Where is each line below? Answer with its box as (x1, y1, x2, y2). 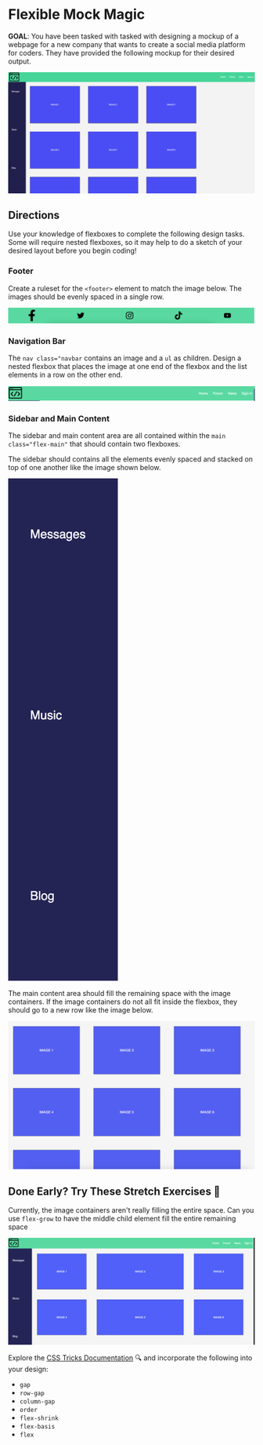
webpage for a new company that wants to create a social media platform (8, 39, 246, 49)
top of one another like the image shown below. (8, 463, 161, 473)
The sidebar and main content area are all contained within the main (8, 431, 226, 440)
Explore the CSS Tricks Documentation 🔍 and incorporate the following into (8, 1353, 253, 1363)
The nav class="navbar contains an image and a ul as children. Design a (8, 353, 242, 363)
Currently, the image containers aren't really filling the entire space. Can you (8, 1206, 254, 1215)
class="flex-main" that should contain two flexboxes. (8, 440, 181, 449)
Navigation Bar (8, 336, 67, 347)
